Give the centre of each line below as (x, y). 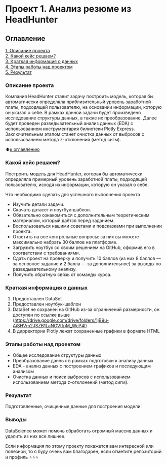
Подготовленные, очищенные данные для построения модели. (74, 407)
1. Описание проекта (28, 51)
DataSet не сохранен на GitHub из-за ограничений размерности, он (86, 309)
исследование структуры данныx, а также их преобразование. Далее (81, 118)
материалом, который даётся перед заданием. (64, 220)
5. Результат (18, 72)
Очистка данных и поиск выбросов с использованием (71, 377)
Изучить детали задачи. (38, 204)
